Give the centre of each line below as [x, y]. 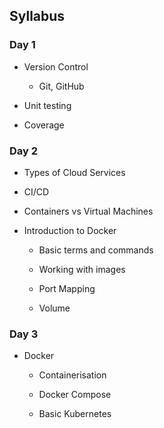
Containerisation [72, 375]
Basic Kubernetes [75, 414]
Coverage [44, 125]
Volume [54, 308]
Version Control [56, 66]
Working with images [82, 269]
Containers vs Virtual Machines [88, 211]
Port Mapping [67, 288]
